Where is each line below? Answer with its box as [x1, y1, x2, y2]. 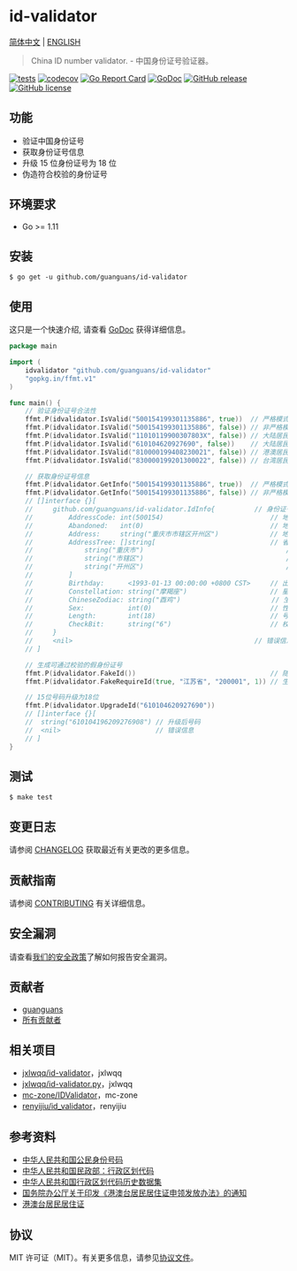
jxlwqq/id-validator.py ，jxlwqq [21, 1079, 133, 1090]
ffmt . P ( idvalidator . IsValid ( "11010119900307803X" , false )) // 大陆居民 [25, 432, 289, 440]
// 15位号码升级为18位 [25, 693, 99, 702]
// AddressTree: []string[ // [25, 538, 278, 547]
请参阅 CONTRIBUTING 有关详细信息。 [9, 898, 150, 908]
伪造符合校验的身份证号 [21, 168, 108, 179]
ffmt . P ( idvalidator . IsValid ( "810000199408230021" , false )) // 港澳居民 [25, 448, 289, 456]
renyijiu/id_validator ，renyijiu [21, 1101, 126, 1112]
